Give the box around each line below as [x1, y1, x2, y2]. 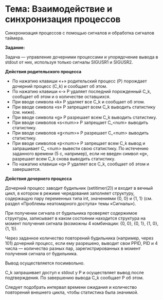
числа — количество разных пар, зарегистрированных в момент [5, 245, 141, 251]
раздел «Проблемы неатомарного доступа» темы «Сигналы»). [5, 200, 136, 206]
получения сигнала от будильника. [5, 250, 78, 257]
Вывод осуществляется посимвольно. [5, 260, 85, 266]
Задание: [5, 44, 25, 50]
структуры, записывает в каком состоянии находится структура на [5, 215, 146, 221]
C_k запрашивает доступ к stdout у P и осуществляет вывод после [5, 269, 145, 275]
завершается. [12, 166, 41, 172]
